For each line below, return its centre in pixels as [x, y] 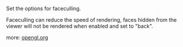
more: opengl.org [27, 37]
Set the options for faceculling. [44, 9]
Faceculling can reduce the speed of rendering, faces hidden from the [91, 20]
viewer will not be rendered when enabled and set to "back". [80, 26]
